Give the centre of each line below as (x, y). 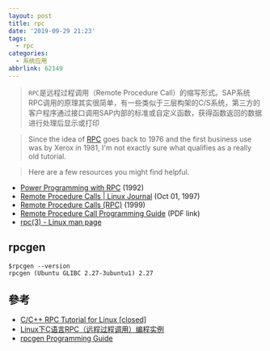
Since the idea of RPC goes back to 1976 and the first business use (140, 139)
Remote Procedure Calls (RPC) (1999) (82, 205)
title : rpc (27, 23)
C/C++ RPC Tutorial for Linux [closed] (83, 319)
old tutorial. (47, 156)
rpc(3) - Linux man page (61, 222)
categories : (28, 53)
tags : (17, 38)
